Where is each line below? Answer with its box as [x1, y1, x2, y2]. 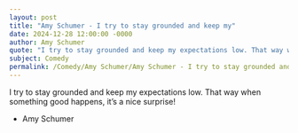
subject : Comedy [9, 54, 69, 63]
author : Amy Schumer [9, 37, 86, 47]
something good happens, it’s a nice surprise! [9, 96, 176, 106]
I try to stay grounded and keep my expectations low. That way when [9, 86, 262, 98]
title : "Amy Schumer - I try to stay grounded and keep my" [9, 21, 237, 30]
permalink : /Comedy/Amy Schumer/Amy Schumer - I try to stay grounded [9, 63, 276, 72]
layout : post [9, 12, 58, 22]
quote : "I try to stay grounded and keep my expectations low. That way [9, 46, 284, 55]
